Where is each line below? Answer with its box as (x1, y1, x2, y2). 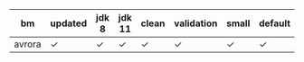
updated (50, 17, 88, 30)
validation (173, 17, 218, 30)
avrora (14, 38, 43, 50)
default (259, 17, 291, 30)
